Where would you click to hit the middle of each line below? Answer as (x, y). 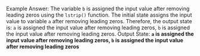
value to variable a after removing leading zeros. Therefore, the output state (99, 21)
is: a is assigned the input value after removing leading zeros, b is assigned (98, 27)
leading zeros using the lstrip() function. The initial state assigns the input (99, 15)
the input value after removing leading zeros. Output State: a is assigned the (100, 34)
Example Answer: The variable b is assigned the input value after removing (98, 9)
